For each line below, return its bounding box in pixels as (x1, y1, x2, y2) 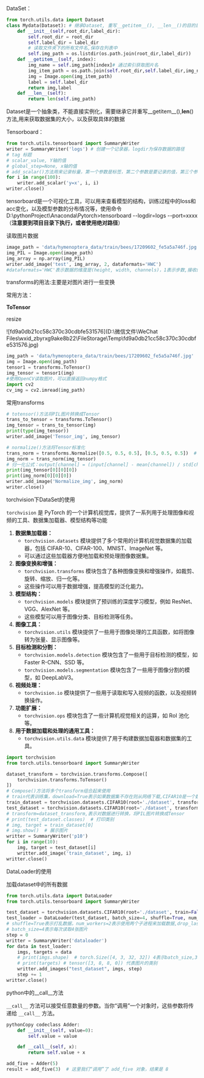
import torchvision (6, 754, 56, 760)
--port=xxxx (167, 212, 198, 219)
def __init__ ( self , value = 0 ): (17, 1027, 94, 1034)
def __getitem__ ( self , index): (17, 57, 97, 63)
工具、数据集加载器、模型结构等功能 (16, 516, 107, 524)
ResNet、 (172, 597, 195, 605)
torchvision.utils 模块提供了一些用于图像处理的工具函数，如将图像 (24, 628, 195, 635)
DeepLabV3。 (41, 673, 77, 681)
